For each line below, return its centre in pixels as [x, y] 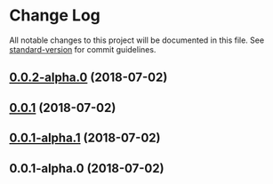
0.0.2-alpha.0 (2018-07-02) [88, 78]
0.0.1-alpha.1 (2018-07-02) [85, 138]
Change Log [55, 16]
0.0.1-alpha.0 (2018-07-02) [87, 168]
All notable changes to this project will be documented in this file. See [137, 40]
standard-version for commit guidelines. [83, 49]
